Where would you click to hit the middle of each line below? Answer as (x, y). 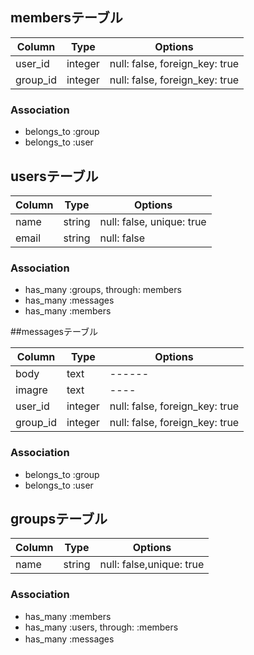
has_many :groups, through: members (103, 290)
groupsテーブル (59, 518)
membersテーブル (66, 18)
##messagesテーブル (54, 332)
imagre (31, 390)
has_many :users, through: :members (101, 627)
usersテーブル (54, 176)
